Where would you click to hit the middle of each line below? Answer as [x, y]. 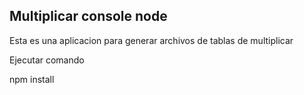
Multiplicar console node [88, 16]
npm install [32, 79]
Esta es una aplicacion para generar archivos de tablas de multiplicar [151, 40]
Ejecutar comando [47, 60]
